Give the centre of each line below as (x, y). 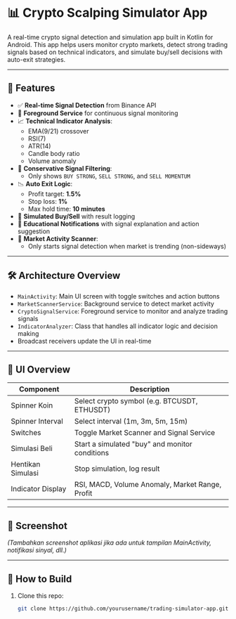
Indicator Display (39, 489)
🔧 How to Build (40, 579)
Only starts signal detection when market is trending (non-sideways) (127, 246)
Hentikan (26, 464)
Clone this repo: (40, 596)
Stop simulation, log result (117, 469)
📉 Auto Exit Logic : (45, 183)
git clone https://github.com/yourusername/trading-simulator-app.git (123, 608)
